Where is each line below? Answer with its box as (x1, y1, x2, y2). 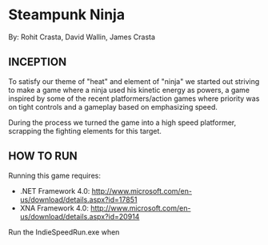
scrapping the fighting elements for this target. (8, 126, 162, 135)
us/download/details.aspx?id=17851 (19, 195, 138, 204)
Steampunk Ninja (8, 6, 126, 24)
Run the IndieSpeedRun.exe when (8, 227, 120, 237)
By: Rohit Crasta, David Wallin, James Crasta (8, 32, 156, 42)
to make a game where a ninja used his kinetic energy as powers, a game (8, 85, 250, 94)
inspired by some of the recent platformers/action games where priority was (8, 94, 260, 103)
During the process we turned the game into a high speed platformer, (8, 118, 237, 127)
